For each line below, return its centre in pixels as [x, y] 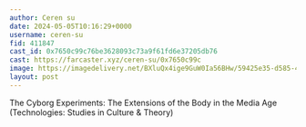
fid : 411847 [32, 43]
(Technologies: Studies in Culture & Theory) [92, 112]
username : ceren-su [46, 34]
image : [22, 69]
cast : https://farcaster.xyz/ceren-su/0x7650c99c [106, 60]
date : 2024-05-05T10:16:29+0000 [71, 26]
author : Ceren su [42, 18]
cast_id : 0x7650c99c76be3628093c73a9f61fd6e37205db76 [114, 52]
